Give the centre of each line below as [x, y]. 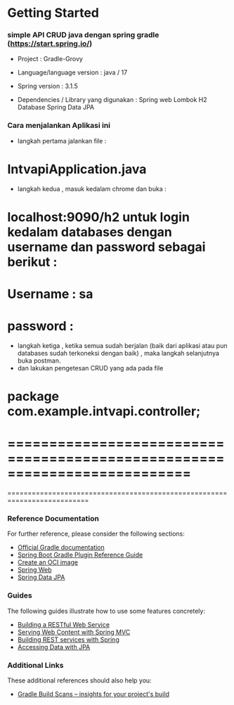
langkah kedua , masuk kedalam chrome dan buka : [92, 188]
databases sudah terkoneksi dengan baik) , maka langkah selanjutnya [118, 354]
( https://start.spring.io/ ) [50, 44]
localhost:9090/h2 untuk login [98, 217]
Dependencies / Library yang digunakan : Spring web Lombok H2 [112, 100]
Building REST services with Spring [68, 639]
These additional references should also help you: [80, 680]
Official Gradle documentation [61, 548]
